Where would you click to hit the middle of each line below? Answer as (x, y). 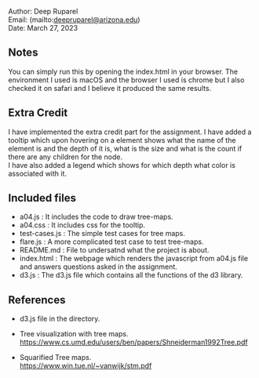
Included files (42, 198)
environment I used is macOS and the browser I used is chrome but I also (126, 80)
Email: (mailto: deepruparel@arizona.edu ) (74, 20)
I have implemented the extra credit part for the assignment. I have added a (130, 132)
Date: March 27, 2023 (43, 28)
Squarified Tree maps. (55, 358)
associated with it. (38, 173)
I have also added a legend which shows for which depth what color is (122, 165)
